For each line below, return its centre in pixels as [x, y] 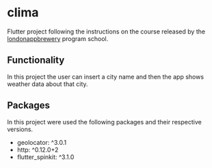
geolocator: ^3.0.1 [42, 142]
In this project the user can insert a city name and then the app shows [105, 76]
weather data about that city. [48, 84]
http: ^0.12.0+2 [38, 150]
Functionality [36, 60]
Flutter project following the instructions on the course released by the [106, 31]
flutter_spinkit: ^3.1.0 [45, 157]
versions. [20, 129]
